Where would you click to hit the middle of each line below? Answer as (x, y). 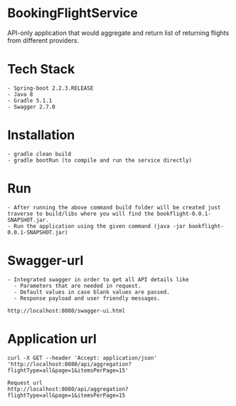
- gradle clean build (39, 154)
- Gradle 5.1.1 (30, 100)
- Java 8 (20, 94)
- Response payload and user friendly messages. (87, 298)
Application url (52, 339)
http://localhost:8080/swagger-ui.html (66, 311)
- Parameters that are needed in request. (77, 286)
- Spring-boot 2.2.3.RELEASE (50, 88)
